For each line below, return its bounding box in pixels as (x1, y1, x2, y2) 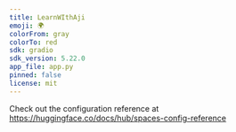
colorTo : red (9, 37, 58, 47)
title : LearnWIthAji (9, 12, 86, 22)
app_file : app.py (9, 63, 74, 72)
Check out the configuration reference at (9, 103, 159, 113)
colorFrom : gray (9, 29, 69, 38)
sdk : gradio (9, 46, 53, 55)
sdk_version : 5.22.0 (9, 54, 86, 63)
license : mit (9, 79, 58, 88)
